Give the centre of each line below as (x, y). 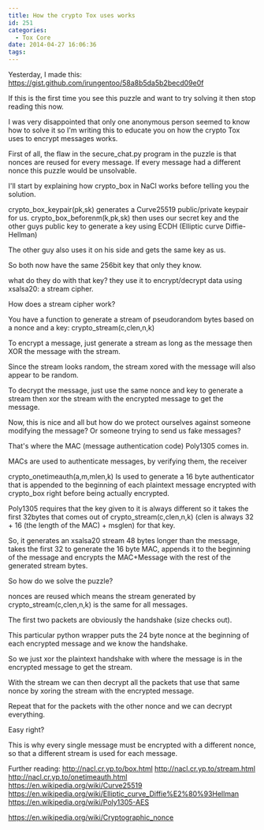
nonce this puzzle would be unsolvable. (73, 171)
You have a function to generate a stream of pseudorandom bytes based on (131, 319)
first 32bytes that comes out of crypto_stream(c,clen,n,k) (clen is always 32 (131, 517)
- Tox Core (33, 37)
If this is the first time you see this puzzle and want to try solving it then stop (132, 98)
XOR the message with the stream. (64, 351)
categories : (28, 30)
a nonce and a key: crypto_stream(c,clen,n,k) (82, 328)
